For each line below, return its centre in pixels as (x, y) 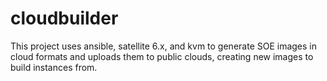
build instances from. (54, 67)
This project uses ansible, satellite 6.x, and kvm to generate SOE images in (164, 46)
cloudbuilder (64, 18)
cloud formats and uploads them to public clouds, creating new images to (162, 56)
